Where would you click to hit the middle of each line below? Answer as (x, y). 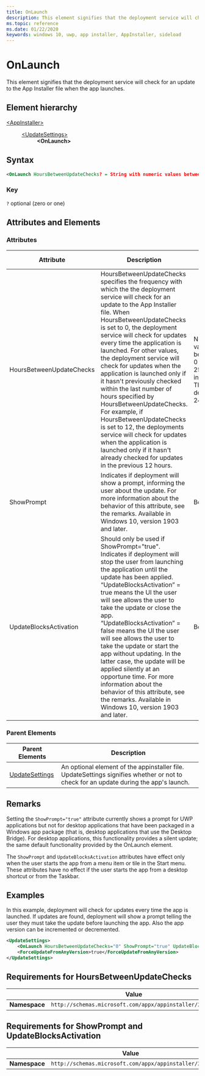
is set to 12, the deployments (142, 427)
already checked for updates (142, 457)
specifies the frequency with (141, 281)
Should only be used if (132, 538)
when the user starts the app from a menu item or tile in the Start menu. (96, 863)
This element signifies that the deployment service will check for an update (101, 82)
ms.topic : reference (33, 23)
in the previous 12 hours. (136, 465)
